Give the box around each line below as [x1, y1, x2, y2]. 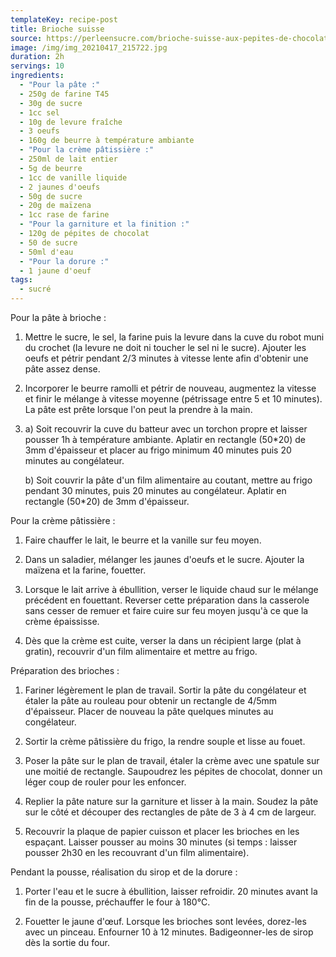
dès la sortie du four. [24, 937, 111, 948]
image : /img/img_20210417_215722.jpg [10, 42, 168, 53]
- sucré [19, 284, 52, 295]
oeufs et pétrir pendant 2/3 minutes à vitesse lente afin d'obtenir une [24, 352, 309, 364]
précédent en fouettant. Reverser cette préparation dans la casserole [24, 594, 310, 606]
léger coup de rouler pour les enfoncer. [24, 776, 187, 788]
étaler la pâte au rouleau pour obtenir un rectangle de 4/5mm [24, 695, 278, 706]
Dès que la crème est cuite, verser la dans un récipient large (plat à [24, 635, 302, 646]
